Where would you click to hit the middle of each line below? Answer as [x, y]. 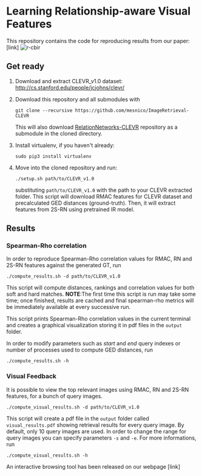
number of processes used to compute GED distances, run [80, 350]
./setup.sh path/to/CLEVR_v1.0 [55, 178]
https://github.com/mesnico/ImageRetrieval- [132, 110]
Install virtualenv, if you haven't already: [65, 145]
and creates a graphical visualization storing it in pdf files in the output [94, 325]
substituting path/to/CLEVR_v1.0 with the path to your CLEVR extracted [103, 190]
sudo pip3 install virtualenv [53, 156]
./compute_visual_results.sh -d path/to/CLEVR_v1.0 [73, 407]
